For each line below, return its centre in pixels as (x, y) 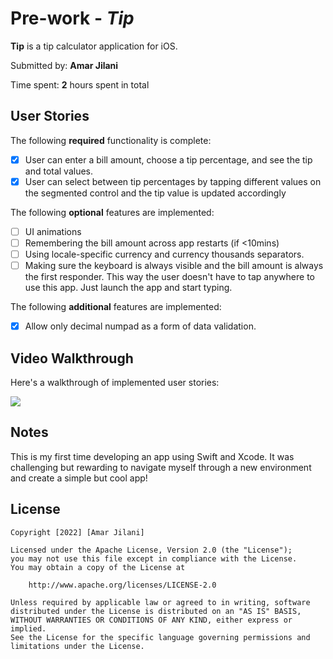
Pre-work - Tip (72, 18)
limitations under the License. (77, 646)
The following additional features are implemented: (116, 307)
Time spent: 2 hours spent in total (80, 84)
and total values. (59, 171)
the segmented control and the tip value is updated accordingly (155, 193)
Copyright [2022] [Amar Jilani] (77, 532)
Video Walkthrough (72, 358)
